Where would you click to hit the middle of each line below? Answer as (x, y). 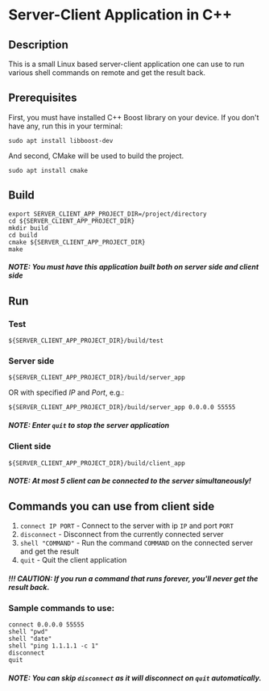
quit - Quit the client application (73, 559)
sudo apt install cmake (48, 170)
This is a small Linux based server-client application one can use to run (126, 64)
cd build (23, 235)
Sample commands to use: (62, 608)
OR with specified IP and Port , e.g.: (66, 392)
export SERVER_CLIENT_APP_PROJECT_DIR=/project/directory (108, 214)
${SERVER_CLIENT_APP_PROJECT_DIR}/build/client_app (97, 463)
